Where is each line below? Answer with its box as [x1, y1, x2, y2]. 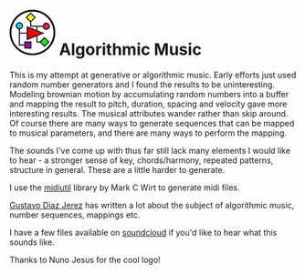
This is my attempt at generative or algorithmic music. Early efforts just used [9, 69, 297, 80]
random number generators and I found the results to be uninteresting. [9, 78, 276, 90]
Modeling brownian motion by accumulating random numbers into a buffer [9, 88, 289, 99]
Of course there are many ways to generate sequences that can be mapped [9, 117, 295, 128]
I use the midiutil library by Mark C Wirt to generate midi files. [9, 182, 240, 193]
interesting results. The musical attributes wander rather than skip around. [9, 107, 289, 118]
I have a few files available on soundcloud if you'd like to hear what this [9, 227, 278, 238]
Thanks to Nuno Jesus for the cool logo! [9, 254, 162, 265]
